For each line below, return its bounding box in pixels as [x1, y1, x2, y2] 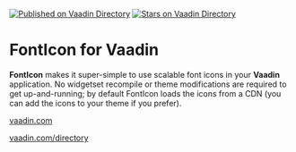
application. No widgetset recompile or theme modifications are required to [9, 79, 287, 89]
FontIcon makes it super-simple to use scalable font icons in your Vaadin [9, 69, 281, 80]
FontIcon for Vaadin [9, 40, 160, 60]
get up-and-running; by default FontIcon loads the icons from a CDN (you [9, 88, 282, 98]
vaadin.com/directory [9, 132, 89, 143]
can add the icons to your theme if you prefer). [9, 97, 182, 108]
